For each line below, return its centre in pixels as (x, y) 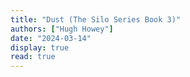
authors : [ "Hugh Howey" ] (62, 29)
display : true (40, 47)
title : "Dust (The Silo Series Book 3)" (96, 19)
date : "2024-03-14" (51, 38)
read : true (33, 57)
